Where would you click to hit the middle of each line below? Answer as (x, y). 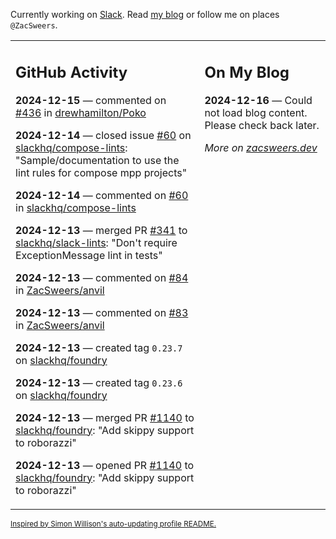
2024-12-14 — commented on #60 (102, 195)
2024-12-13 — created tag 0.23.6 (99, 382)
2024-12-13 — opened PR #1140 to (105, 465)
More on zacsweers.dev (261, 147)
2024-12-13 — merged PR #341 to (101, 230)
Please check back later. (262, 125)
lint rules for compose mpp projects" (101, 172)
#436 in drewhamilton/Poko (81, 112)
